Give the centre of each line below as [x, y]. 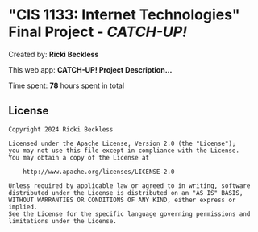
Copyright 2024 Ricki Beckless [61, 129]
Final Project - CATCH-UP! [98, 32]
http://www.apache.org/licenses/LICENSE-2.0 [99, 172]
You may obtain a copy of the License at [79, 157]
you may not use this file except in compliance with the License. [124, 151]
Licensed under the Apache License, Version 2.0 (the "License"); [122, 143]
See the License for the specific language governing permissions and [129, 214]
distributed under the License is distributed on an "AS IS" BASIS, [126, 193]
